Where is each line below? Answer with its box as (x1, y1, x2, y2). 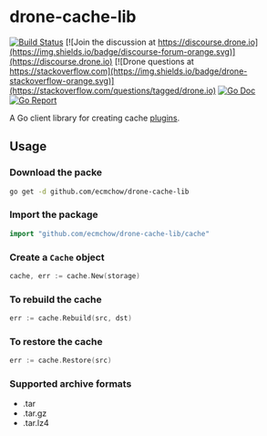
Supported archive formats (9, 378, 132, 390)
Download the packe (9, 166, 103, 179)
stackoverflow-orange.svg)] (9, 75, 115, 86)
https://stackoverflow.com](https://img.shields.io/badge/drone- (9, 66, 248, 77)
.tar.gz (22, 408, 47, 419)
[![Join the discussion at (65, 36, 157, 47)
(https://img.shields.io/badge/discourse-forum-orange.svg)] (9, 46, 236, 57)
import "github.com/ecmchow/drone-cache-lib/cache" (9, 229, 210, 238)
